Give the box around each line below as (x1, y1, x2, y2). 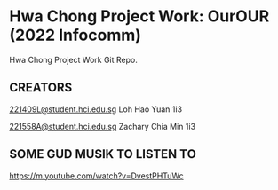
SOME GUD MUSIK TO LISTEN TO (9, 146, 197, 162)
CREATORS (9, 80, 73, 95)
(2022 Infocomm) (9, 25, 142, 45)
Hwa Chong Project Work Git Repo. (9, 54, 138, 65)
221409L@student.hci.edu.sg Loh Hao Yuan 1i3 (9, 104, 183, 115)
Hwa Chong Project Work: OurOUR (9, 6, 270, 27)
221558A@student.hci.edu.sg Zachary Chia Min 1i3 (9, 121, 196, 131)
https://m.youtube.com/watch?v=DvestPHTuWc (9, 170, 184, 181)
